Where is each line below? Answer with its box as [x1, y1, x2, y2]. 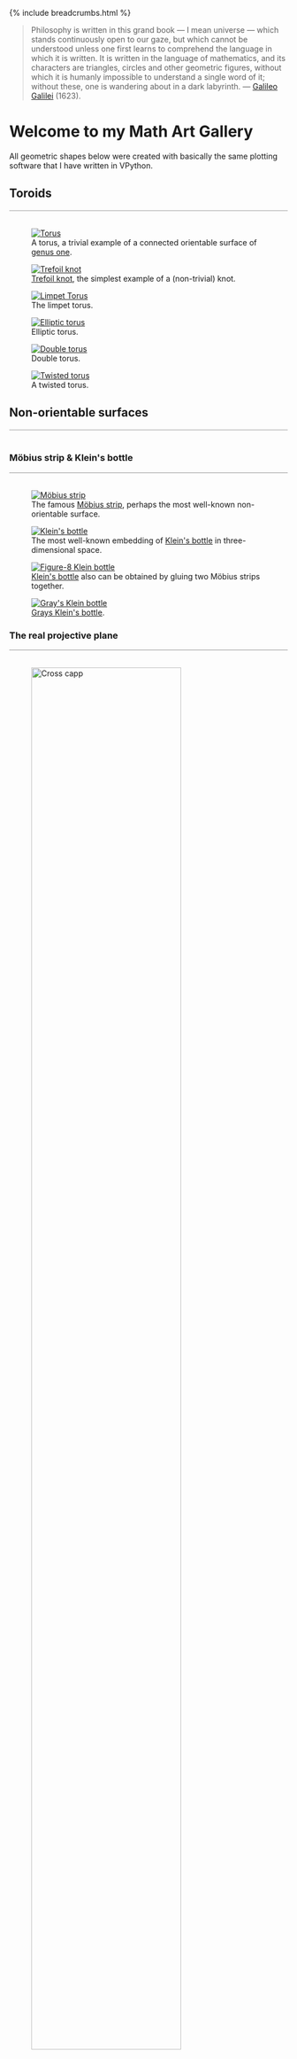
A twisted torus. [31, 379, 89, 390]
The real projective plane [9, 629, 118, 641]
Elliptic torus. [31, 326, 79, 337]
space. [77, 544, 103, 555]
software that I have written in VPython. [9, 159, 153, 171]
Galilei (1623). [30, 90, 81, 101]
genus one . [31, 246, 72, 257]
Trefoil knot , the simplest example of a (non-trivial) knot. [31, 273, 236, 284]
